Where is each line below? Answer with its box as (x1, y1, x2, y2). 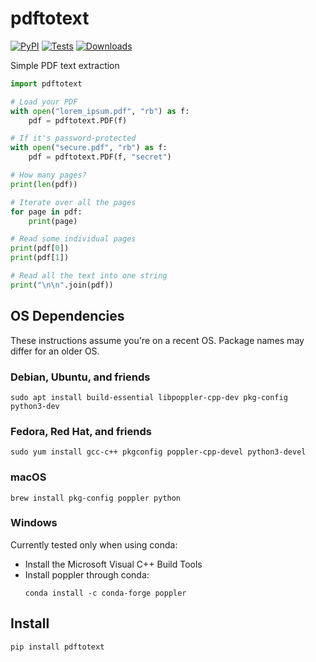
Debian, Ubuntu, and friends (10, 370, 151, 384)
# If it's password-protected (10, 133, 137, 144)
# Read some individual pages (10, 234, 137, 244)
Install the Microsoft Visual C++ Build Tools (24, 558, 203, 570)
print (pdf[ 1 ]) (10, 253, 70, 263)
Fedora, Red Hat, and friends (10, 424, 152, 438)
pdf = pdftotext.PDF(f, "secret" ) (28, 152, 172, 162)
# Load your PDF (10, 97, 78, 107)
